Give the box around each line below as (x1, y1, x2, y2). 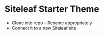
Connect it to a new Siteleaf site (11, 25, 77, 31)
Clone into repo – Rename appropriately (11, 20, 92, 26)
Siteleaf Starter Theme (4, 3, 99, 15)
